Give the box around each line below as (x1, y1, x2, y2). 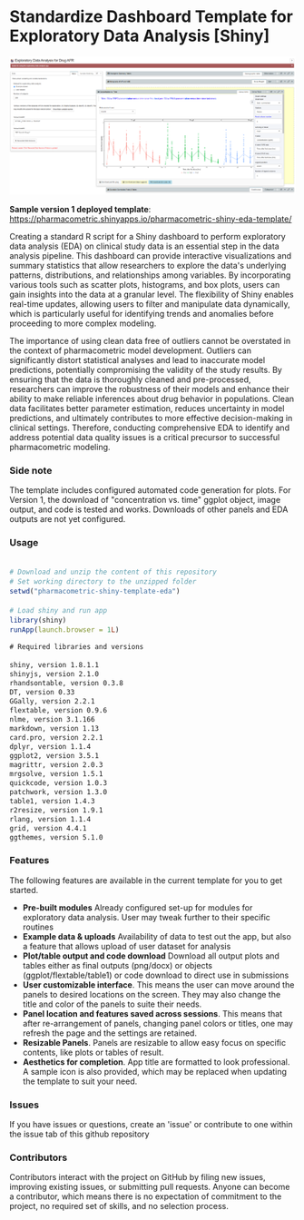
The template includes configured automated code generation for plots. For (9, 485, 291, 496)
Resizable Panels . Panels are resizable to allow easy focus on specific (22, 1037, 287, 1048)
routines (22, 921, 54, 932)
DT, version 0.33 (9, 688, 75, 697)
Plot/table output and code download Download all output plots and (22, 950, 279, 961)
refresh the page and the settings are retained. (22, 1028, 198, 1038)
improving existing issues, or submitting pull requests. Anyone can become (9, 1182, 290, 1193)
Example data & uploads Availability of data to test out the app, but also (22, 930, 292, 941)
